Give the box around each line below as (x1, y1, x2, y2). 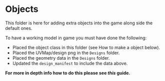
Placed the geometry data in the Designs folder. (12, 55, 110, 61)
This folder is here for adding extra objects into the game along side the (5, 20, 153, 26)
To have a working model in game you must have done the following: (5, 35, 147, 41)
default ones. (5, 25, 32, 31)
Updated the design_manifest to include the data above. (12, 60, 128, 66)
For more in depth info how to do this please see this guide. (5, 70, 130, 76)
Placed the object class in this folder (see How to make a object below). (12, 44, 160, 50)
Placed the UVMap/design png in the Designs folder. (12, 50, 120, 56)
